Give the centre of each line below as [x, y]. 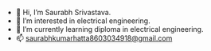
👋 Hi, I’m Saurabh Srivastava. [63, 12]
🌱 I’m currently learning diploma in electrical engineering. [109, 29]
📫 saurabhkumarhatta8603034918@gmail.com [94, 38]
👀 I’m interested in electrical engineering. [83, 21]
